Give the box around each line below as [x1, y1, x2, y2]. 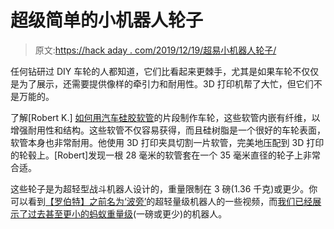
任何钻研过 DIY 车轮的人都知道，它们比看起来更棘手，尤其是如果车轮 [10, 65, 293, 77]
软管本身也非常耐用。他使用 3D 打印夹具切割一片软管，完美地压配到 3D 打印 [10, 136, 325, 148]
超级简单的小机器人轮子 [10, 9, 204, 32]
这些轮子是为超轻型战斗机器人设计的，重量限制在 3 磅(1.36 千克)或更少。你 [10, 182, 318, 195]
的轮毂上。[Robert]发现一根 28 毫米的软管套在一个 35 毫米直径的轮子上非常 [10, 149, 322, 161]
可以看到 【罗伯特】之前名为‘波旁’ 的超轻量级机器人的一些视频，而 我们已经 [10, 195, 313, 207]
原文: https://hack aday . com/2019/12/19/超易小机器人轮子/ [34, 44, 277, 56]
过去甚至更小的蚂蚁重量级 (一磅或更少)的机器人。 [27, 207, 228, 220]
